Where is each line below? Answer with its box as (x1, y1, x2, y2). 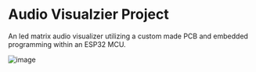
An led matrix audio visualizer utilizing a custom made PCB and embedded (8, 31, 249, 41)
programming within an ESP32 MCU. (8, 39, 127, 49)
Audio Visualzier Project (8, 5, 170, 23)
